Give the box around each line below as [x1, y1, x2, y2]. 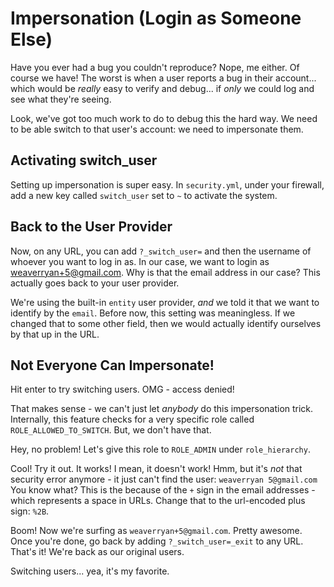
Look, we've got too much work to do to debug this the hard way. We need [10, 112, 318, 124]
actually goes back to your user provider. [10, 277, 180, 289]
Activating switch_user [10, 152, 158, 169]
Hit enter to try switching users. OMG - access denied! [10, 383, 235, 396]
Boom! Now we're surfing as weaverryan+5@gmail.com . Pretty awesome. [10, 525, 303, 537]
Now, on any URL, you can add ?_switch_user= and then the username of [10, 245, 312, 257]
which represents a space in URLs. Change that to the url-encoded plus [10, 495, 306, 507]
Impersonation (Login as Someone [10, 7, 302, 30]
